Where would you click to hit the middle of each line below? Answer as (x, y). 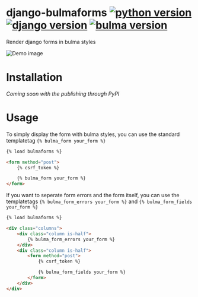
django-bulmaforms (57, 13)
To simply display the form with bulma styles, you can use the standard (93, 134)
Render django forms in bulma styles (51, 42)
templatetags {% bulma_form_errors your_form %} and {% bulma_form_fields (99, 201)
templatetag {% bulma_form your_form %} (56, 140)
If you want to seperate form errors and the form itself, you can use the (93, 195)
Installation (34, 78)
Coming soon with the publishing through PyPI (63, 94)
